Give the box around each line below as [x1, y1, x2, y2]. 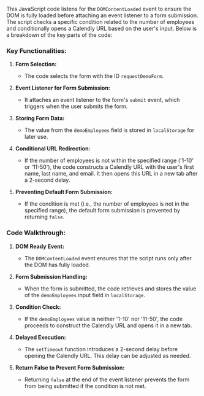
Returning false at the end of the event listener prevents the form [24, 376, 190, 383]
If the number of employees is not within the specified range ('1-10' [24, 157, 194, 165]
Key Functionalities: [6, 46, 67, 55]
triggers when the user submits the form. [24, 103, 128, 110]
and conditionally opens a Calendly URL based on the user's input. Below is [6, 25, 197, 32]
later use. [24, 133, 48, 141]
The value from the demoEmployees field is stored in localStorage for [24, 126, 195, 134]
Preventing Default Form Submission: [15, 188, 113, 196]
